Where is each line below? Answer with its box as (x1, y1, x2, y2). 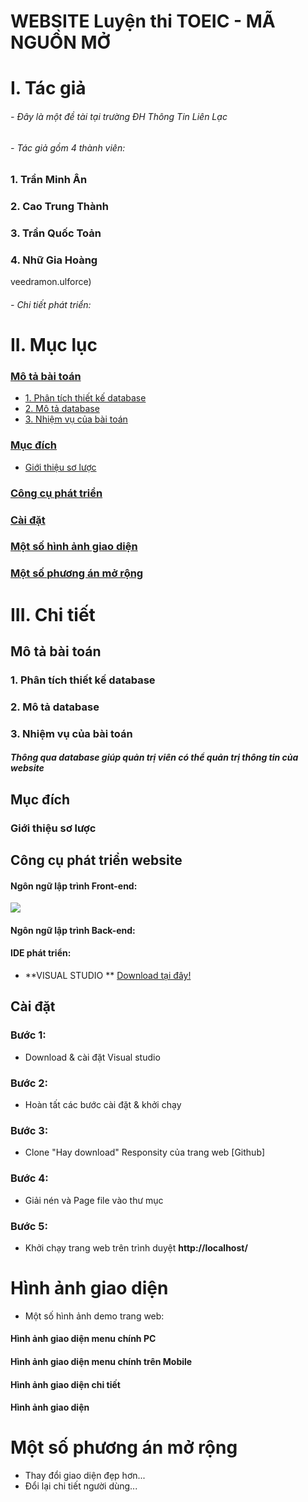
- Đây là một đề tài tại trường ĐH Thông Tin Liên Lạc (10, 110, 228, 122)
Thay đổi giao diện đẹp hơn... (24, 1470, 146, 1482)
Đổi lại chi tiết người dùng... (24, 1480, 138, 1492)
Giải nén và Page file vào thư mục (24, 1194, 164, 1206)
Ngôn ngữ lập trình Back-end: (10, 924, 136, 936)
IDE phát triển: (10, 947, 72, 959)
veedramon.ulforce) (10, 276, 92, 288)
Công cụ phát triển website (10, 852, 183, 869)
